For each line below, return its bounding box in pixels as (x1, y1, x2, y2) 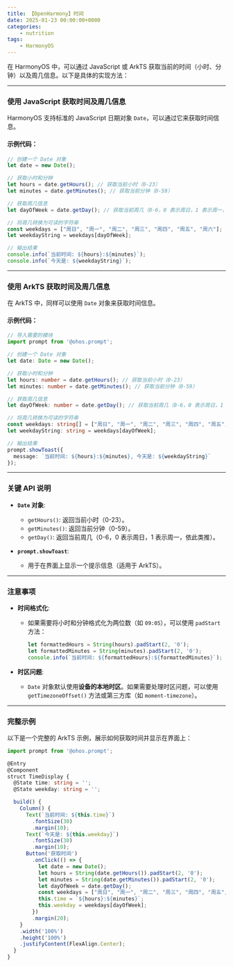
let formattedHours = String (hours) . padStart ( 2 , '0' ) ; (27, 641, 190, 648)
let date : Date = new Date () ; (7, 357, 95, 364)
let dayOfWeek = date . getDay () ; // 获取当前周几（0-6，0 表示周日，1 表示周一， (7, 206, 227, 213)
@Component (7, 766, 39, 774)
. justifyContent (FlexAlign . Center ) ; (19, 941, 126, 948)
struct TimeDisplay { (7, 773, 70, 780)
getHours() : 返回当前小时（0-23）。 (27, 515, 128, 523)
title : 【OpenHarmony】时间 (7, 10, 85, 17)
